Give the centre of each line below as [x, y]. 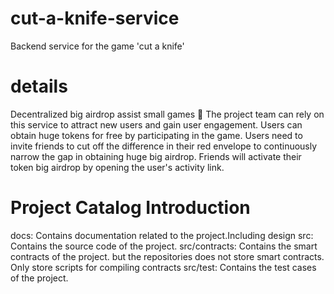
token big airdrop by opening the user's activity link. [117, 167]
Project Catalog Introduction [130, 208]
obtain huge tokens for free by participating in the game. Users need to [156, 135]
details [39, 86]
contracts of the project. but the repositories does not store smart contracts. [167, 256]
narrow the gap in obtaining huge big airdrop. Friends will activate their [156, 156]
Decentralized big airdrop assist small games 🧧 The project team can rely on [167, 114]
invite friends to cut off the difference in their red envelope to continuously [164, 146]
